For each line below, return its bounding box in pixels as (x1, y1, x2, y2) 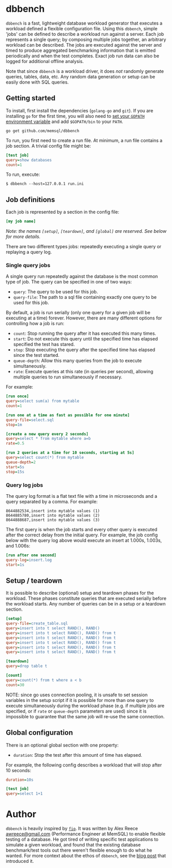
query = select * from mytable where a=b (6, 436, 91, 441)
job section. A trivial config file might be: (6, 143, 91, 149)
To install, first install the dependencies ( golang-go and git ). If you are (6, 107, 154, 113)
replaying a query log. (6, 249, 52, 255)
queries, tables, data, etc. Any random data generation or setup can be (6, 73, 156, 79)
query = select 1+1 (6, 791, 43, 796)
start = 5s (6, 465, 25, 470)
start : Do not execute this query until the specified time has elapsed (13, 336, 158, 342)
